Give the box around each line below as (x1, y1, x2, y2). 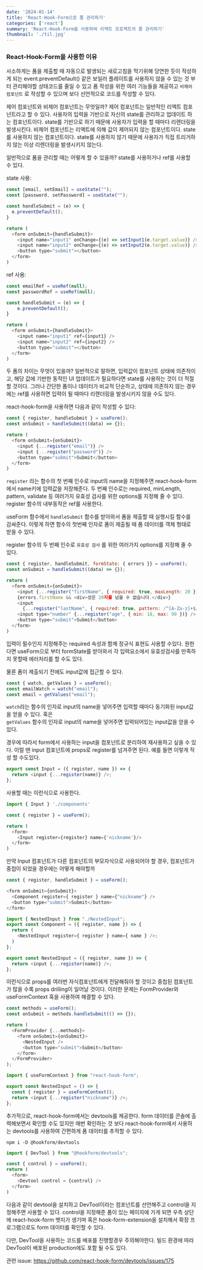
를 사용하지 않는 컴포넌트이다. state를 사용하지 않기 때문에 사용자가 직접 (6, 133, 175, 141)
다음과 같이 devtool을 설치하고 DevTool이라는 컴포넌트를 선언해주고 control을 (6, 1201, 190, 1208)
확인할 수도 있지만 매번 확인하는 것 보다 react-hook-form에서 (32, 1120, 177, 1127)
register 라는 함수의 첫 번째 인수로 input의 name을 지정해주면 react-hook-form (6, 478, 197, 485)
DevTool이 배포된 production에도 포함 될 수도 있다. (6, 1244, 128, 1251)
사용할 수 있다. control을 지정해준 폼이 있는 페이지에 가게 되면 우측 (27, 1208, 183, 1215)
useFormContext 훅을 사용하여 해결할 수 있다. (6, 993, 115, 1001)
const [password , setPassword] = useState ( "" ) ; (6, 192, 129, 198)
